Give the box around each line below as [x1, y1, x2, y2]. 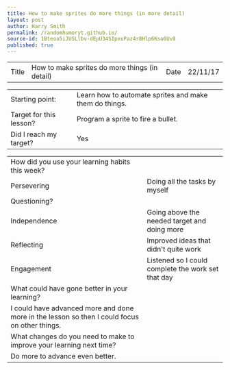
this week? [10, 166, 45, 175]
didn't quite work [146, 245, 202, 254]
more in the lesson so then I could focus [10, 312, 139, 321]
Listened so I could [146, 256, 207, 264]
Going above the [146, 208, 200, 217]
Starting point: [10, 95, 56, 103]
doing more [146, 225, 184, 234]
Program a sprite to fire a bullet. [76, 114, 178, 123]
